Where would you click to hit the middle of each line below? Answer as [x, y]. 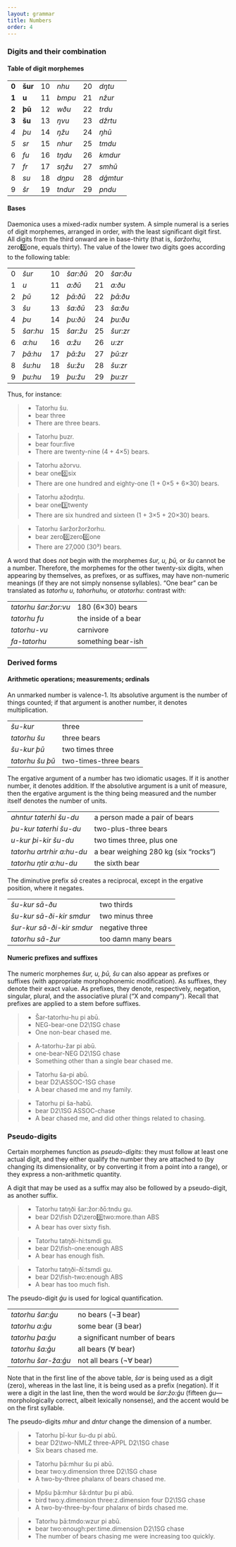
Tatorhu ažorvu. [58, 465]
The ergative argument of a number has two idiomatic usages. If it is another [118, 778]
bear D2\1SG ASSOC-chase [75, 1111]
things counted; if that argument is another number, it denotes [98, 702]
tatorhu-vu [29, 630]
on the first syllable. [36, 1408]
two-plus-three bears [131, 828]
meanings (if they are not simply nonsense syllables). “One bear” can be [112, 583]
